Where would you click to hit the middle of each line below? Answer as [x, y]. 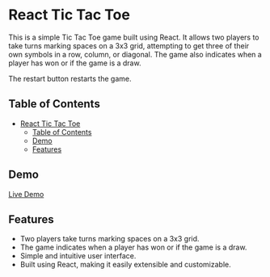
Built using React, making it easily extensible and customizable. [126, 265]
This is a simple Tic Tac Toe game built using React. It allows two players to [134, 37]
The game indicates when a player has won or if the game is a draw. [133, 247]
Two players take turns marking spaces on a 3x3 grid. [110, 239]
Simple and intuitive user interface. [78, 256]
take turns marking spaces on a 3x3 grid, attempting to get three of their [129, 45]
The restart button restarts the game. [70, 78]
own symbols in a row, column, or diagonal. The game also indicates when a [135, 54]
